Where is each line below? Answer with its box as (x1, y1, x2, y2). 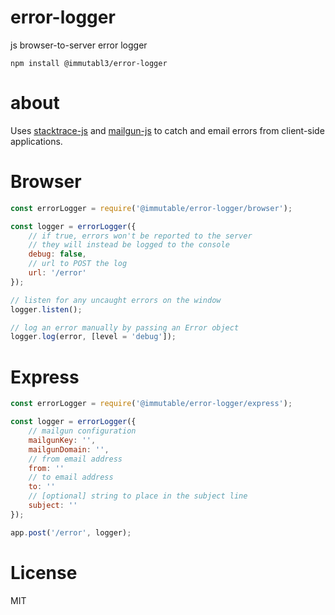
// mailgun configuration (28, 426, 137, 436)
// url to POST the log (28, 259, 128, 269)
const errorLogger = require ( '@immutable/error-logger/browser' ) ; (10, 203, 293, 213)
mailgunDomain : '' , (28, 444, 110, 455)
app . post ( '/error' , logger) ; (10, 527, 132, 538)
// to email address (28, 472, 114, 483)
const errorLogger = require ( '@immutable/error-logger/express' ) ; (10, 399, 293, 409)
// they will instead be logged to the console (28, 240, 230, 250)
